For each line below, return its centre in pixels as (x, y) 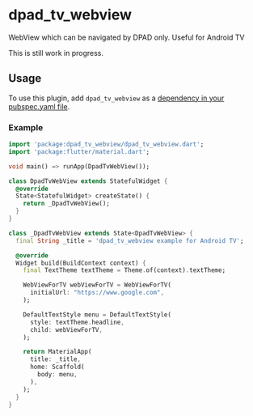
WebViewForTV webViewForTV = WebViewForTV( (97, 285)
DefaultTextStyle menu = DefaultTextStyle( (97, 314)
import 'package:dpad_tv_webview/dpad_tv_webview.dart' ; (106, 144)
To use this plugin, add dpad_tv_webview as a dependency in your (116, 98)
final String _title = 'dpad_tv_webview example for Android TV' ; (130, 240)
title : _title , (55, 359)
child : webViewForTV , (66, 329)
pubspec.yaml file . (39, 106)
